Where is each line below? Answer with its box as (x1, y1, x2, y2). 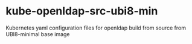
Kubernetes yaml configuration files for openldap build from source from (5, 24, 187, 31)
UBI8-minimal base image (5, 30, 70, 37)
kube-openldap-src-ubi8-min (5, 4, 158, 18)
